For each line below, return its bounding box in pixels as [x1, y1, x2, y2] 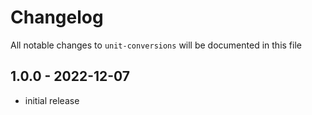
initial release [24, 94, 80, 106]
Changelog [10, 6, 104, 29]
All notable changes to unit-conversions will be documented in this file [10, 39, 302, 51]
